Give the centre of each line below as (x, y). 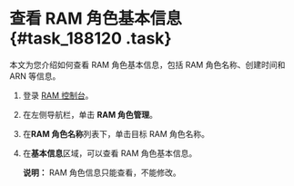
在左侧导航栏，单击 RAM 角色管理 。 (90, 114)
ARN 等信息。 (35, 76)
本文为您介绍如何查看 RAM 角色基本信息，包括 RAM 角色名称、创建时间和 (147, 64)
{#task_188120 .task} (91, 39)
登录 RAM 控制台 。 (58, 95)
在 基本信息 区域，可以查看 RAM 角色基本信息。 (110, 153)
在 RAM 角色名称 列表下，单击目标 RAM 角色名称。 (116, 133)
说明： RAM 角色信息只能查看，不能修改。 (101, 172)
